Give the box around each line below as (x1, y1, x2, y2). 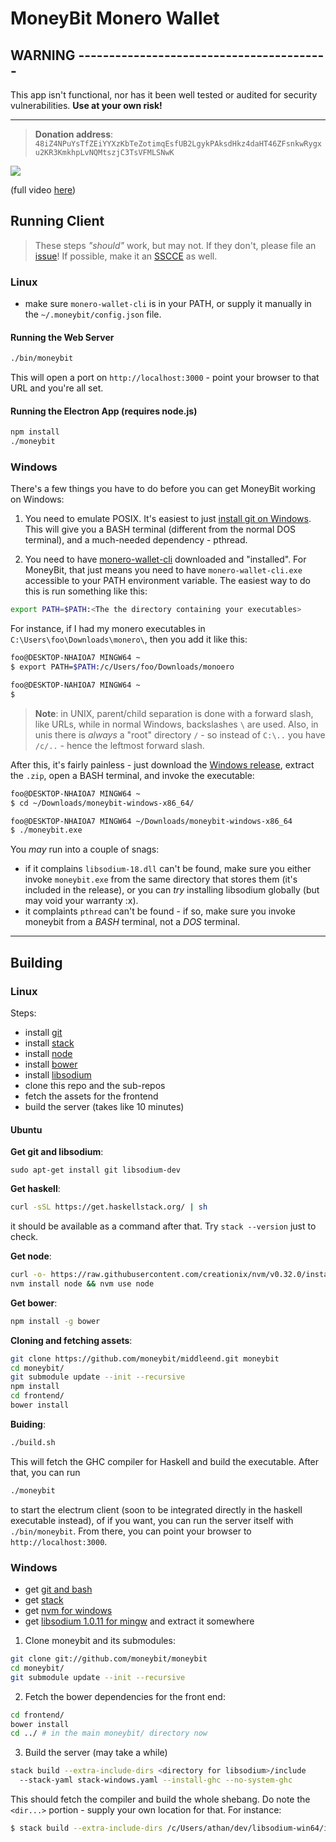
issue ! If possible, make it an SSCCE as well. (34, 250, 218, 262)
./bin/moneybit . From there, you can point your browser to (10, 1525, 252, 1537)
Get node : (10, 1250, 52, 1262)
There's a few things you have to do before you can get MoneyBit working (10, 483, 316, 495)
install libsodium (24, 1069, 92, 1081)
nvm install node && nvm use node (10, 1278, 155, 1289)
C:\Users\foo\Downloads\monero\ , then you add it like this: (10, 633, 248, 646)
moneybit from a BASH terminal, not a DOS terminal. (24, 916, 241, 928)
